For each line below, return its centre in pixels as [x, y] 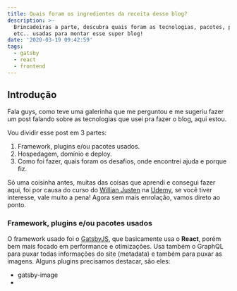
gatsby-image [38, 275]
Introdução [32, 95]
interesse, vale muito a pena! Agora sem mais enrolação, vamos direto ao [114, 197]
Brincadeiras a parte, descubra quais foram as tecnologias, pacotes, [120, 27]
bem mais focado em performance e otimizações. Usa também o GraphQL [115, 246]
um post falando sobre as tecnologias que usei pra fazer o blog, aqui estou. [117, 119]
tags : [15, 47]
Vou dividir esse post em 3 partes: [57, 133]
